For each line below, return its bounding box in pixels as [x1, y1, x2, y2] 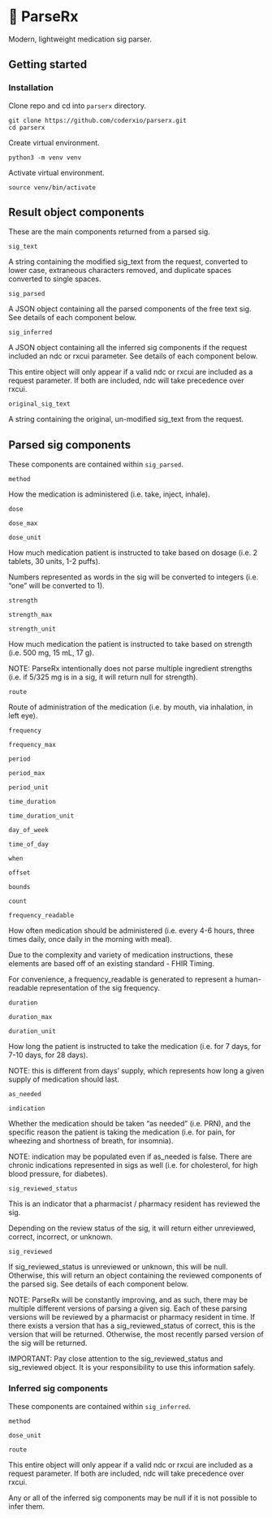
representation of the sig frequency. [39, 983, 161, 993]
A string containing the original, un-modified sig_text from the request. [8, 414, 244, 424]
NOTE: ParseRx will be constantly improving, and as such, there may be [8, 1295, 248, 1305]
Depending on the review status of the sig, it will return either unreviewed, [8, 1223, 256, 1234]
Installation [8, 82, 54, 93]
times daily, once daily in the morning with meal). [8, 935, 172, 944]
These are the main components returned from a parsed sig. [8, 227, 211, 236]
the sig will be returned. [8, 1338, 88, 1348]
